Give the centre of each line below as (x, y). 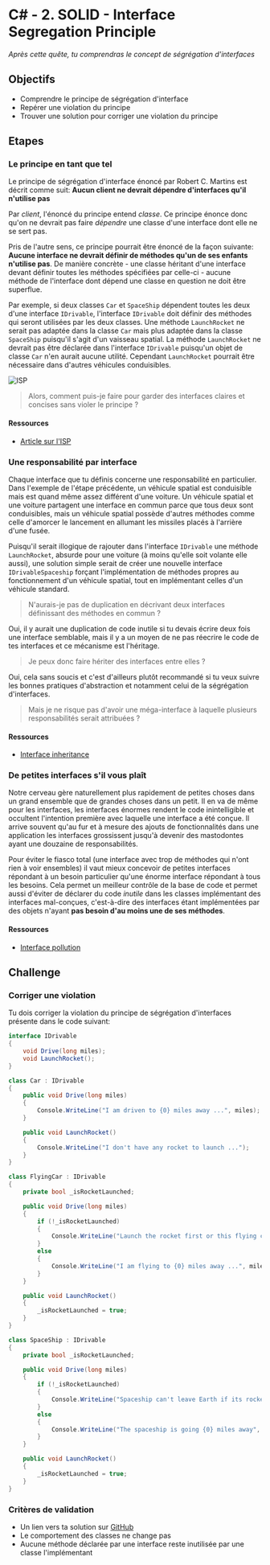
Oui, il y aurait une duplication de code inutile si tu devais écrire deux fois (129, 628)
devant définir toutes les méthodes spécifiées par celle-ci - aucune (120, 273)
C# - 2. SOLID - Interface (92, 15)
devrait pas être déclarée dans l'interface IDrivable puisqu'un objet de (126, 348)
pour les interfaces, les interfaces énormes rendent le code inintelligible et (131, 810)
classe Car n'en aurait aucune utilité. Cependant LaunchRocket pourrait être (131, 356)
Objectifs (32, 79)
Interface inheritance (55, 754)
